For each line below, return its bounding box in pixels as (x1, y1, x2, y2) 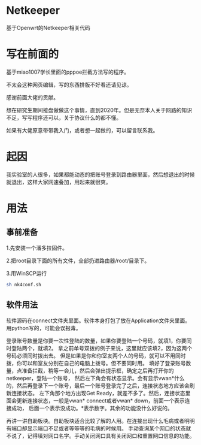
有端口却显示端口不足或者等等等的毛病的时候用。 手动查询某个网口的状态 (6, 425, 186, 432)
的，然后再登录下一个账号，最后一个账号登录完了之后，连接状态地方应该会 (6, 382, 190, 389)
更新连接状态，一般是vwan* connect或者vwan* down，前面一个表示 (16, 396, 185, 404)
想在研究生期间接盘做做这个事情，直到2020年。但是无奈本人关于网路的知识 (6, 106, 193, 114)
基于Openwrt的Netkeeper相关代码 (6, 24, 91, 31)
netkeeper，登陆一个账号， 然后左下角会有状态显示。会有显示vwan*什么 (6, 374, 185, 382)
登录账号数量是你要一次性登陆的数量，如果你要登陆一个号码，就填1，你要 (6, 337, 187, 344)
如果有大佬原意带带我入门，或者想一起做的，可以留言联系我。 (6, 126, 159, 134)
